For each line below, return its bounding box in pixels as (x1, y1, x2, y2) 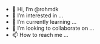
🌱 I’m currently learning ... (12, 18, 77, 25)
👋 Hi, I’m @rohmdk (12, 6, 59, 12)
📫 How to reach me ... (12, 32, 68, 38)
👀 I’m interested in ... (12, 12, 64, 19)
